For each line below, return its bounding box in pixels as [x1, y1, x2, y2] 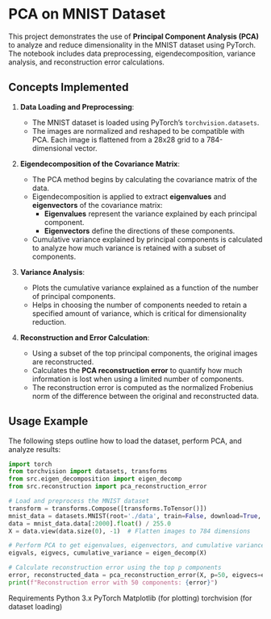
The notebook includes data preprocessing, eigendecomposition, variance [8, 48, 256, 58]
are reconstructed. [31, 356, 94, 367]
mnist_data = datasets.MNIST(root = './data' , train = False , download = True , [8, 512, 262, 520]
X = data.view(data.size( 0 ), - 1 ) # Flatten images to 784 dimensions [8, 527, 251, 535]
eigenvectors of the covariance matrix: [31, 200, 163, 210]
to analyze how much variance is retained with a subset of [31, 243, 226, 252]
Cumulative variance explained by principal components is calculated [31, 235, 263, 244]
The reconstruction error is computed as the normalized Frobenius [31, 382, 254, 392]
